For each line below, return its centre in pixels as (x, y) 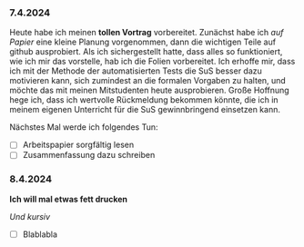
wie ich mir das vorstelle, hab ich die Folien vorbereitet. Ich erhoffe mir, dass (152, 62)
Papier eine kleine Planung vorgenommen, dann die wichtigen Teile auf (142, 42)
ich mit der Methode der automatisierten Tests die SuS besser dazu (136, 71)
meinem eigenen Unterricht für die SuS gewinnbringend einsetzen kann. (145, 110)
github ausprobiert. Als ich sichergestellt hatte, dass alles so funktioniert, (146, 52)
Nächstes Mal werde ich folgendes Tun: (84, 127)
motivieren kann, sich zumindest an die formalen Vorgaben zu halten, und (148, 81)
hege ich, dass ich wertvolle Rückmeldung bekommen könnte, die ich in (144, 100)
